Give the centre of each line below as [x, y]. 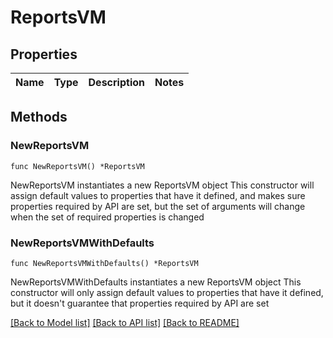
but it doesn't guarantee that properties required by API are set [140, 303]
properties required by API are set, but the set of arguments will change [158, 206]
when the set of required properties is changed [107, 217]
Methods [39, 117]
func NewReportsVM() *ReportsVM [77, 166]
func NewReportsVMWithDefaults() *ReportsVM [104, 263]
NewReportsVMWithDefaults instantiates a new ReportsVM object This [156, 282]
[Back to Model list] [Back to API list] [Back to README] [125, 322]
